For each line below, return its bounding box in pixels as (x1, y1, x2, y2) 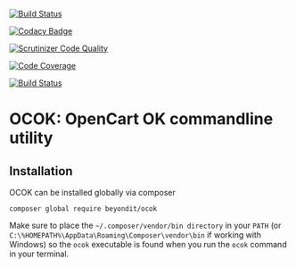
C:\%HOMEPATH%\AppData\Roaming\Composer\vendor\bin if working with (9, 230, 261, 240)
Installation (9, 163, 73, 179)
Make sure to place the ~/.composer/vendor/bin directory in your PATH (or (9, 220, 282, 230)
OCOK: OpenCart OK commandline (9, 109, 274, 130)
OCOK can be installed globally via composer (9, 188, 176, 197)
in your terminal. (9, 248, 70, 259)
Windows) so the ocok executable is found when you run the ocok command (9, 239, 287, 249)
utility (9, 128, 53, 148)
